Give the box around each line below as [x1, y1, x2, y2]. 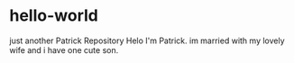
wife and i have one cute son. [9, 44, 119, 55]
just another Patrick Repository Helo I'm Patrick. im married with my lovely [9, 35, 286, 46]
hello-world [9, 5, 99, 26]
